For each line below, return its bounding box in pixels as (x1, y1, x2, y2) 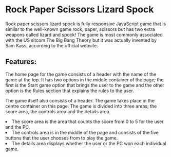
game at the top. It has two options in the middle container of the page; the (5, 76, 164, 83)
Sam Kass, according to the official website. (5, 42, 99, 48)
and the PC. (5, 124, 30, 130)
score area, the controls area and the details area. (5, 108, 111, 114)
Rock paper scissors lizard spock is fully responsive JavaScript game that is (5, 21, 166, 27)
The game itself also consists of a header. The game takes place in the (5, 97, 155, 103)
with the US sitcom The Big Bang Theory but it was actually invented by (5, 37, 157, 43)
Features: (5, 58, 37, 66)
